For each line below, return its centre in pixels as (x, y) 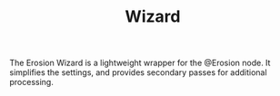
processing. (32, 82)
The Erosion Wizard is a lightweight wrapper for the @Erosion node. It (140, 63)
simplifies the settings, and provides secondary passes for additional (138, 72)
